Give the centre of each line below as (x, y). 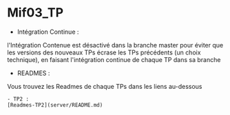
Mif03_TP (35, 13)
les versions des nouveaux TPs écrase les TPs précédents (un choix (104, 52)
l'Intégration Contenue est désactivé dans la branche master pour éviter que (115, 45)
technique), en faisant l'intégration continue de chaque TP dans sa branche (114, 59)
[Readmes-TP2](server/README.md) (55, 105)
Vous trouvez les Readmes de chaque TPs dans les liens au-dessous (105, 86)
